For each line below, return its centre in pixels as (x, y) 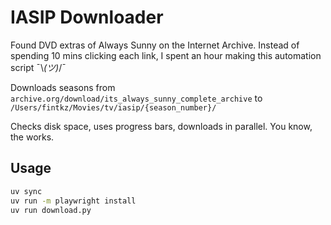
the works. (32, 137)
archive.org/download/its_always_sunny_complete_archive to (136, 98)
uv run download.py (51, 210)
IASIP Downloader (87, 17)
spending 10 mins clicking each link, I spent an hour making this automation (166, 55)
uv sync (26, 191)
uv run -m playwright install (73, 201)
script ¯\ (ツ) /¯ (38, 67)
